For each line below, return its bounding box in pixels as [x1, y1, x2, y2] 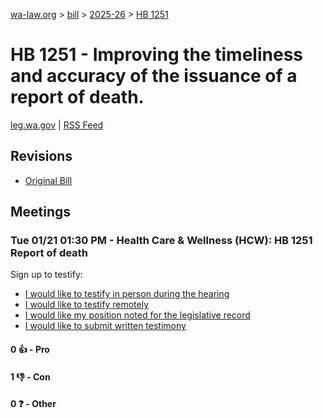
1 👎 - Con [10, 370, 51, 383]
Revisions [10, 148, 73, 165]
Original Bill [24, 174, 73, 186]
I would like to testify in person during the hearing [24, 288, 230, 300]
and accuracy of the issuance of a [10, 65, 298, 88]
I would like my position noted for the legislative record [24, 309, 251, 321]
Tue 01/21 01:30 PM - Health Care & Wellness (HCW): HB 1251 [10, 234, 313, 248]
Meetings [10, 204, 72, 221]
